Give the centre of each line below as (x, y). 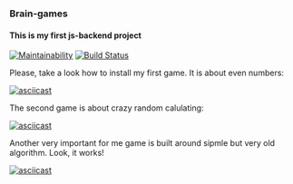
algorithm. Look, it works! (57, 153)
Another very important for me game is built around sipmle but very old (142, 143)
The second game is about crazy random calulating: (107, 108)
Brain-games (39, 14)
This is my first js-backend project (76, 35)
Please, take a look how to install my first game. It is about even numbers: (146, 73)
